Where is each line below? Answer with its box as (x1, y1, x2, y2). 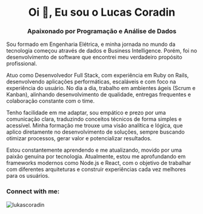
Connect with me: (6, 187, 60, 196)
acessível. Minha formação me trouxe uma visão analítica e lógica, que (6, 122, 183, 129)
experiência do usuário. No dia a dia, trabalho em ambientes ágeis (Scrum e (6, 85, 196, 92)
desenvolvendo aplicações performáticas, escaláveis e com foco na (6, 78, 176, 85)
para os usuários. (6, 172, 50, 180)
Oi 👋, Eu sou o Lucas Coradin (28, 5, 176, 19)
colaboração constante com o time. (6, 97, 95, 105)
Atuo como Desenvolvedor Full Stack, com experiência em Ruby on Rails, (6, 72, 189, 79)
